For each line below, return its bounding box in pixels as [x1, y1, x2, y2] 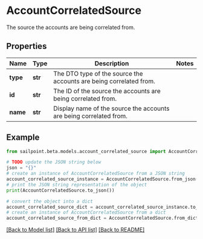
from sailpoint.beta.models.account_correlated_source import [6, 148, 166, 154]
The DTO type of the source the [53, 69, 143, 77]
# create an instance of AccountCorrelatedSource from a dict [6, 209, 166, 215]
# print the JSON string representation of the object [6, 182, 147, 188]
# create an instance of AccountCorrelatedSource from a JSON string [6, 171, 185, 177]
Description [94, 59, 129, 67]
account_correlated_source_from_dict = [6, 215, 107, 221]
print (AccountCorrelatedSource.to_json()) [6, 187, 115, 194]
